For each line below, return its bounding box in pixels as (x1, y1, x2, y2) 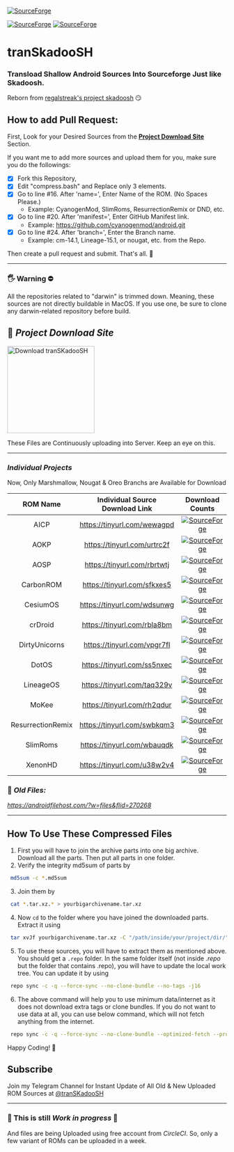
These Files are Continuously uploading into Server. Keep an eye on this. (7, 439, 216, 447)
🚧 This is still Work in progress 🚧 (7, 1113, 118, 1123)
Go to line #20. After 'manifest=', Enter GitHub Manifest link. (17, 212, 189, 221)
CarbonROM (21, 580, 63, 590)
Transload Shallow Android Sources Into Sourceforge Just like (7, 70, 221, 79)
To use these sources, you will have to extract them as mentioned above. (17, 947, 227, 955)
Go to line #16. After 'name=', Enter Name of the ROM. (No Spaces (17, 190, 208, 199)
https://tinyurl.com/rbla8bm (81, 620, 173, 630)
